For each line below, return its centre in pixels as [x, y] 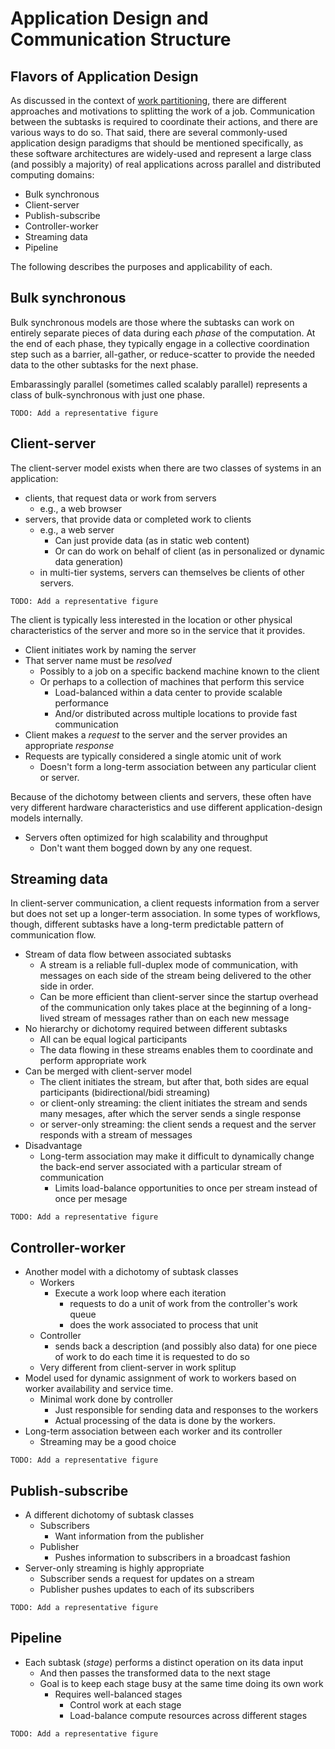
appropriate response [69, 745]
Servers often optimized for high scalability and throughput [146, 837]
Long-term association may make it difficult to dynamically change [177, 1156]
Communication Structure [121, 39]
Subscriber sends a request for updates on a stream [147, 1579]
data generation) [89, 561]
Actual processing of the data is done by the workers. [165, 1421]
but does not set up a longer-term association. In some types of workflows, [165, 914]
